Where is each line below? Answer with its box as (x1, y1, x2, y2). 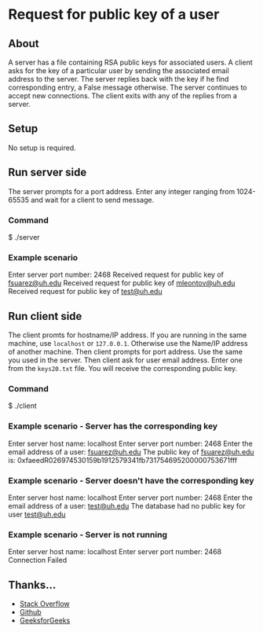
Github (19, 608, 42, 617)
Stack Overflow (19, 599, 71, 608)
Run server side (8, 166, 87, 179)
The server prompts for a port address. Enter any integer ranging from (8, 186, 236, 196)
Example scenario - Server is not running (8, 529, 167, 540)
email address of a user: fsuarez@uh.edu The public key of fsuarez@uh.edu (8, 446, 254, 457)
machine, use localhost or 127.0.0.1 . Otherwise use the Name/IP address (8, 339, 249, 348)
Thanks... (8, 578, 57, 591)
